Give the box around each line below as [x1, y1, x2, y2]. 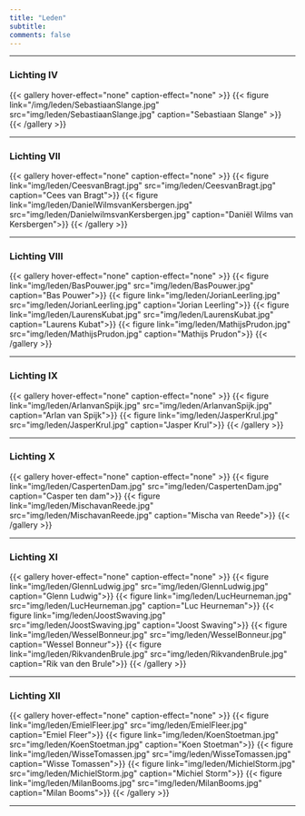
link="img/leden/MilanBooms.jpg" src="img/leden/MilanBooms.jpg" [9, 778, 262, 789]
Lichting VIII [9, 249, 64, 262]
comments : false [9, 30, 71, 39]
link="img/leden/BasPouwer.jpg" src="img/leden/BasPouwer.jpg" [9, 280, 254, 291]
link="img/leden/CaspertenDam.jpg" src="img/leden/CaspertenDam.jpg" [9, 480, 283, 491]
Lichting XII [9, 690, 61, 702]
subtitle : [9, 22, 47, 31]
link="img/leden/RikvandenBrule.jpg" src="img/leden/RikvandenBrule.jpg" [9, 649, 288, 660]
